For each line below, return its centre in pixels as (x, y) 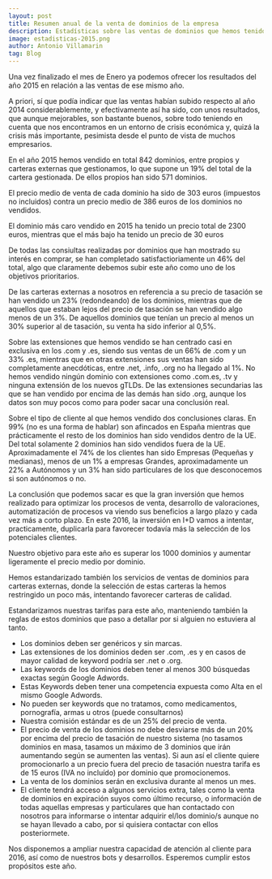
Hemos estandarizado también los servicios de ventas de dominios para (129, 577)
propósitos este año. (42, 866)
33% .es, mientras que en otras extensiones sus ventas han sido (116, 359)
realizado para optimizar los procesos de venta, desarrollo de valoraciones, (134, 503)
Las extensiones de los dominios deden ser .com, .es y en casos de (133, 652)
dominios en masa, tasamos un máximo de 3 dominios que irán (125, 747)
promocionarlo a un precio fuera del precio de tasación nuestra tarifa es (140, 764)
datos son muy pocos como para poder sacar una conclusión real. (119, 402)
